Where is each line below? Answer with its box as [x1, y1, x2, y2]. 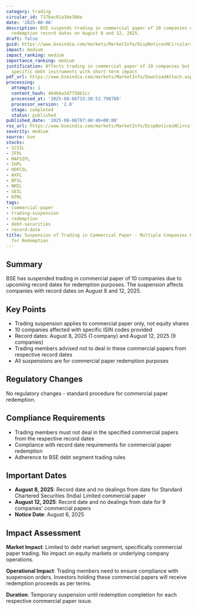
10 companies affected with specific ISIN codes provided [14, 326, 152, 333]
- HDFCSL [6, 167, 28, 173]
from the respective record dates [14, 435, 95, 442]
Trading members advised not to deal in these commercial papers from [14, 345, 186, 352]
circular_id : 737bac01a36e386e [6, 14, 83, 20]
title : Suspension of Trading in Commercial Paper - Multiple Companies [6, 232, 188, 238]
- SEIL [6, 188, 22, 194]
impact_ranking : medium [6, 52, 64, 58]
